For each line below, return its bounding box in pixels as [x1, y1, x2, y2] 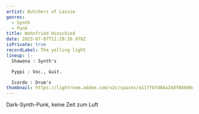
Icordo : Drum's [11, 79, 52, 86]
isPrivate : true [6, 42, 46, 48]
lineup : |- [6, 53, 33, 58]
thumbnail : [6, 85, 33, 91]
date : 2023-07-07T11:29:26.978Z [6, 36, 86, 42]
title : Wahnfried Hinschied [6, 31, 76, 37]
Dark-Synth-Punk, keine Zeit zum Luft [6, 101, 99, 108]
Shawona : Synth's [11, 58, 57, 64]
